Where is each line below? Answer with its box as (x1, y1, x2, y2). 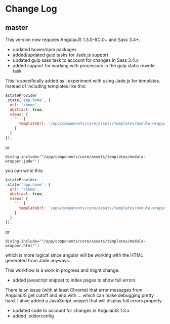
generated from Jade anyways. (5, 257, 70, 263)
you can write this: (5, 168, 44, 174)
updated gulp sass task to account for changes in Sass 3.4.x (12, 57, 139, 63)
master (5, 23, 28, 32)
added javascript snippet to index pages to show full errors (12, 277, 136, 283)
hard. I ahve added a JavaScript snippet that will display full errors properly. (5, 297, 163, 304)
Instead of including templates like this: (5, 83, 87, 89)
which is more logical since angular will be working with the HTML (5, 252, 143, 258)
